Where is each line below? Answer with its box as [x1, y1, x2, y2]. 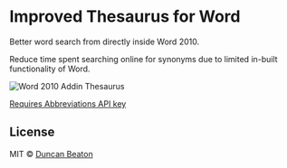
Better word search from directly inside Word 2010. [9, 36, 200, 47]
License [9, 125, 55, 140]
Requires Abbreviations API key [9, 98, 127, 109]
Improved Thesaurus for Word [9, 6, 241, 27]
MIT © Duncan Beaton [9, 148, 93, 159]
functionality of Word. [9, 63, 91, 74]
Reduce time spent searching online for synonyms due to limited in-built [9, 53, 278, 64]
